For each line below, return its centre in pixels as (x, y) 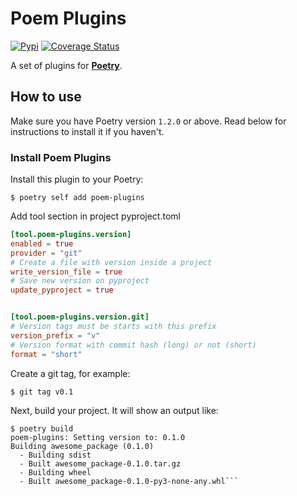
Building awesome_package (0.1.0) (82, 446)
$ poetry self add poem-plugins (77, 198)
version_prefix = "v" (55, 335)
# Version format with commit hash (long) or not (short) (133, 345)
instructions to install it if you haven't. (87, 131)
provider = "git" (46, 253)
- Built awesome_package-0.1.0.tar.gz (100, 463)
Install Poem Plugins (61, 157)
